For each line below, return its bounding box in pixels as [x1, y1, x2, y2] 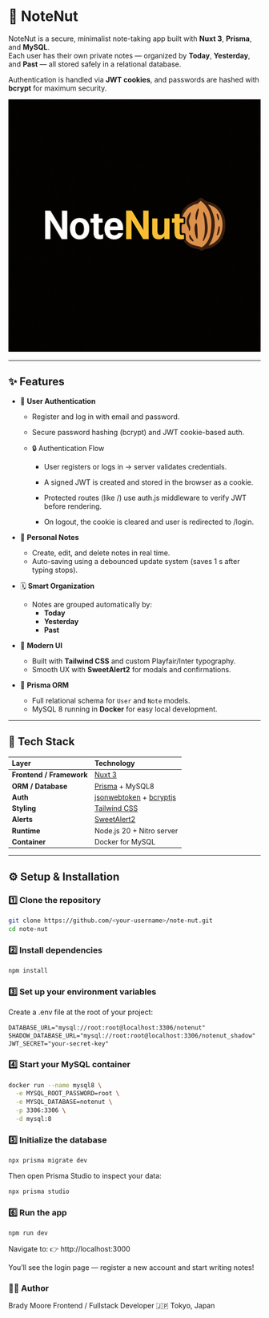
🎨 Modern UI [19, 640, 62, 650]
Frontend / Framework [11, 770, 88, 780]
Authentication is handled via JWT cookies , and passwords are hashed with [8, 75, 260, 84]
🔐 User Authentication [19, 396, 96, 405]
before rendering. [43, 501, 102, 511]
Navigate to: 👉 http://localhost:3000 [8, 1244, 130, 1254]
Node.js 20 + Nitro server [94, 825, 179, 836]
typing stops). [31, 565, 78, 574]
